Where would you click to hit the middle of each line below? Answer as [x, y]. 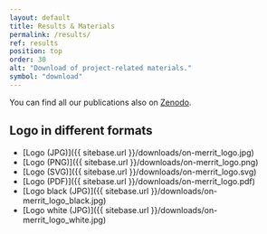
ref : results [34, 43]
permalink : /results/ [50, 34]
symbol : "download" [46, 77]
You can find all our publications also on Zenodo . [100, 102]
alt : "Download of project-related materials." [101, 69]
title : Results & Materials [62, 26]
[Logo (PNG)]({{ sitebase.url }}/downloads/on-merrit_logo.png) [140, 162]
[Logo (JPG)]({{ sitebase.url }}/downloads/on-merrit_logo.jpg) [138, 152]
